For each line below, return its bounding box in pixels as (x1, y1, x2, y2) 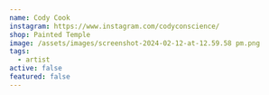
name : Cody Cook (9, 13, 70, 23)
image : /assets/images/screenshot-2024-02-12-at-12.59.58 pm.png (9, 38, 260, 48)
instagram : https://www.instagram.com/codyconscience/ (9, 22, 220, 31)
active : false (9, 64, 63, 73)
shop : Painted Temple (9, 30, 91, 39)
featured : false (9, 72, 70, 81)
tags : (9, 47, 30, 56)
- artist (17, 55, 51, 64)
